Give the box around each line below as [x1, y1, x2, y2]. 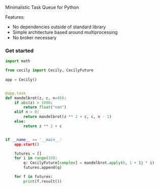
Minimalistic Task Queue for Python [5, 5, 79, 10]
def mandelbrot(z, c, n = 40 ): [5, 96, 67, 101]
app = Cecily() [5, 77, 37, 82]
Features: [5, 14, 25, 20]
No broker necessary [12, 35, 57, 40]
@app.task [5, 90, 26, 96]
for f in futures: [14, 174, 53, 179]
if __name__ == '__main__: [5, 137, 62, 142]
